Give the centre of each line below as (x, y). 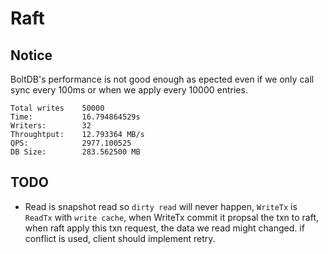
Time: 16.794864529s (75, 117)
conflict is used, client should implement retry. (120, 238)
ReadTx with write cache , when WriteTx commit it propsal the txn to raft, (172, 217)
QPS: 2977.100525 (71, 143)
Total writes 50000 (57, 108)
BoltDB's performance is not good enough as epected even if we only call (162, 79)
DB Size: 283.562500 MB (75, 152)
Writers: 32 (51, 126)
